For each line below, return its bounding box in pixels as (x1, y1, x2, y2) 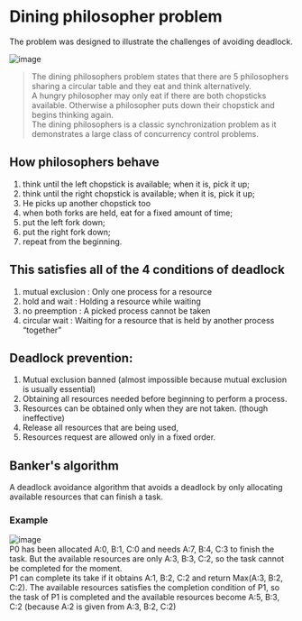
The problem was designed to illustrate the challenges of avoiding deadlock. (9, 36, 293, 47)
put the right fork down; (22, 226, 111, 237)
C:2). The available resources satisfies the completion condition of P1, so (9, 582, 280, 593)
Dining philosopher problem (9, 6, 223, 27)
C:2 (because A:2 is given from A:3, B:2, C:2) (9, 601, 177, 612)
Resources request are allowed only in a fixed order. (22, 432, 216, 443)
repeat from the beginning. (22, 236, 123, 247)
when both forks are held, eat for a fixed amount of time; (22, 207, 233, 218)
